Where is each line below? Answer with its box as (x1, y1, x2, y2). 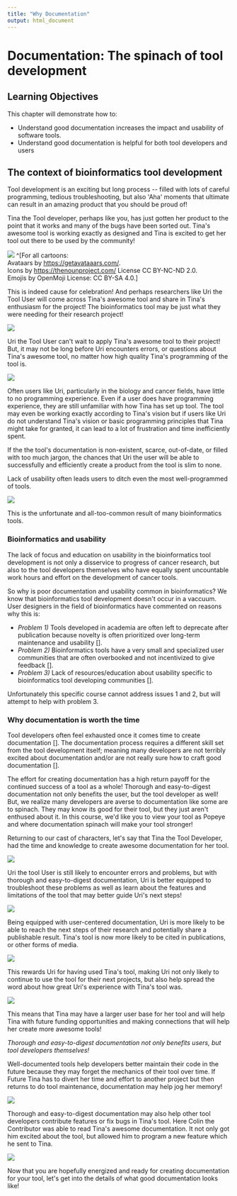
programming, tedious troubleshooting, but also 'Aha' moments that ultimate (7, 193, 230, 201)
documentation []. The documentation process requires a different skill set (7, 738, 224, 747)
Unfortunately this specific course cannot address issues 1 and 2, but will (7, 689, 221, 698)
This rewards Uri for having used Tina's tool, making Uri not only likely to (7, 967, 219, 976)
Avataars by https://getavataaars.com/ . (7, 259, 121, 267)
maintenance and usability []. (17, 638, 103, 647)
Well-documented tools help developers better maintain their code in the (7, 1059, 219, 1068)
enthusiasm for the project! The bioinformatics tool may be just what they (7, 303, 221, 311)
